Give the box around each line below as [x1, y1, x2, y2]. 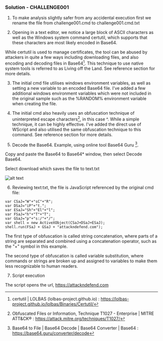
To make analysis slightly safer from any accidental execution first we [12, 15, 151, 21]
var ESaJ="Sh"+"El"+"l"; [5, 208, 55, 213]
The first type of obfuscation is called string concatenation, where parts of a [5, 233, 158, 239]
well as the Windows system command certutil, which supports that [12, 34, 147, 40]
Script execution [12, 273, 45, 278]
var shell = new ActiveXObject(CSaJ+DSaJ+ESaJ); [5, 221, 105, 225]
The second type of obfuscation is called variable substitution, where [5, 253, 144, 259]
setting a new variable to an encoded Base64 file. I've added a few [12, 85, 146, 91]
